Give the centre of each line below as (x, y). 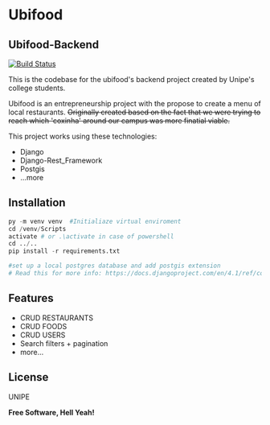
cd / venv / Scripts (37, 229)
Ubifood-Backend (53, 45)
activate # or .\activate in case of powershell (91, 236)
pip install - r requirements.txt (64, 251)
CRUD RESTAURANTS (57, 318)
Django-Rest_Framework (61, 160)
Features (31, 298)
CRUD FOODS (43, 326)
